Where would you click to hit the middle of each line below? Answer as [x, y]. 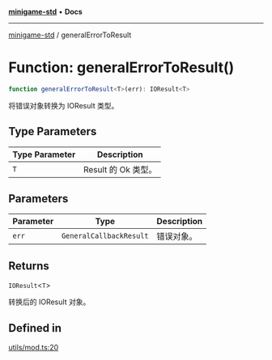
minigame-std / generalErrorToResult [70, 35]
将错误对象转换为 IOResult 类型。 [64, 105]
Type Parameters [53, 131]
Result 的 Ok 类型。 [120, 169]
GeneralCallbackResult [105, 236]
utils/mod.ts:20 [34, 348]
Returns [29, 266]
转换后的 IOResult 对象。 [49, 302]
